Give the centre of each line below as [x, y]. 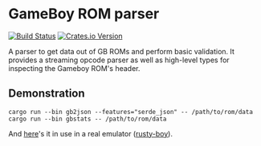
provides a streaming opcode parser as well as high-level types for [119, 60]
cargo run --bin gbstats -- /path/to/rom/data [88, 119]
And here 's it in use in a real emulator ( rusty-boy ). [90, 133]
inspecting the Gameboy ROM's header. [74, 68]
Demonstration [47, 94]
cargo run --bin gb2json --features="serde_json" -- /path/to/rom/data [130, 112]
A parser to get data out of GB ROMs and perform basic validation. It [122, 51]
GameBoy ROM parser [84, 14]
